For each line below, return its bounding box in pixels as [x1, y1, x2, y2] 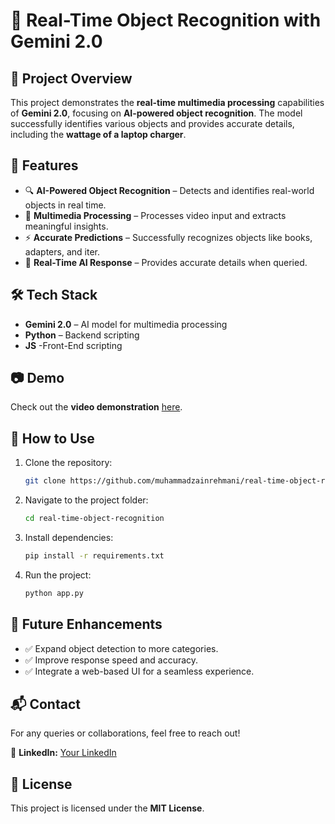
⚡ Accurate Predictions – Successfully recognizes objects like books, [24, 231, 313, 243]
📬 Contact [10, 695, 81, 713]
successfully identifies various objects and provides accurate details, [10, 118, 295, 129]
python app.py [24, 588, 84, 598]
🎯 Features [10, 157, 79, 174]
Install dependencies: [24, 532, 114, 543]
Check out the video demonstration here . [10, 401, 183, 413]
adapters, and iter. [24, 245, 100, 258]
